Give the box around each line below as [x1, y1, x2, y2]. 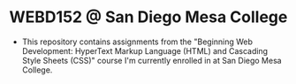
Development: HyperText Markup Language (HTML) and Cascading [21, 45, 268, 56]
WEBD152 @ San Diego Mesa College [9, 7, 288, 27]
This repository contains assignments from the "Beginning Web [21, 36, 254, 47]
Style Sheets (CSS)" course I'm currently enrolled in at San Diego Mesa [21, 55, 282, 65]
